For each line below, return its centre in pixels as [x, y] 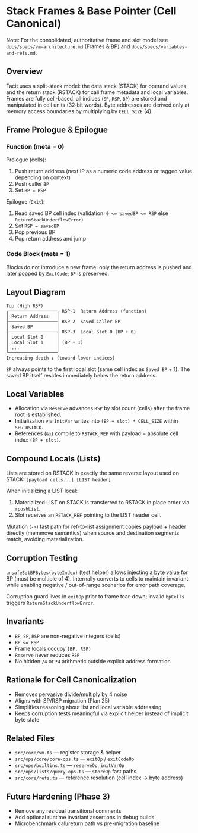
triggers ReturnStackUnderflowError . [50, 603]
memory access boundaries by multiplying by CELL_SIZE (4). [79, 111]
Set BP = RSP [30, 190]
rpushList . [28, 509]
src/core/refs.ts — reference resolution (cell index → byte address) [99, 778]
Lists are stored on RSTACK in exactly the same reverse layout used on [93, 473]
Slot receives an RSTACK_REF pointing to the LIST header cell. [88, 515]
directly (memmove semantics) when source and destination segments [93, 533]
